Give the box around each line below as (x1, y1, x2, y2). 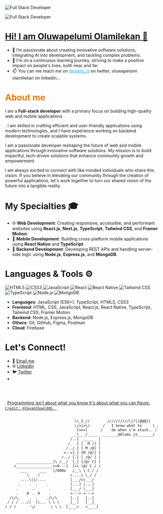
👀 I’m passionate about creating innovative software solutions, (12, 47, 137, 53)
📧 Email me (12, 358, 35, 364)
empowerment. (5, 158, 35, 164)
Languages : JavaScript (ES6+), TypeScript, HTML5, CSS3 (12, 299, 129, 305)
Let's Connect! (5, 342, 66, 353)
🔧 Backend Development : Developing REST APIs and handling (12, 246, 137, 252)
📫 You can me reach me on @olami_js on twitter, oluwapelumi (12, 68, 137, 74)
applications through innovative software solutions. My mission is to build (5, 147, 152, 153)
